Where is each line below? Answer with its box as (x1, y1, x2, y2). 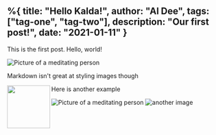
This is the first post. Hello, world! (7, 45, 103, 53)
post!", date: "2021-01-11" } (7, 27, 128, 38)
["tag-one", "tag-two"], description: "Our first (7, 16, 209, 28)
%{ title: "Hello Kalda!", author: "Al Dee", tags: (7, 5, 210, 17)
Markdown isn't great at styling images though (7, 71, 139, 79)
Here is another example (51, 85, 121, 93)
